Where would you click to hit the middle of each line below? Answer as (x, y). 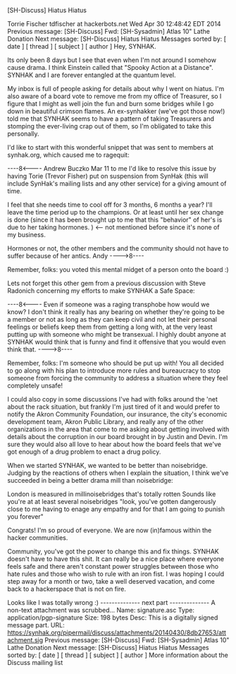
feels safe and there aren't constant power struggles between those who (113, 566)
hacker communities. (38, 538)
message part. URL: (36, 625)
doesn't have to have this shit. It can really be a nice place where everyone (116, 559)
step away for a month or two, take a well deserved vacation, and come (111, 581)
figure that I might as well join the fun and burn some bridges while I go (111, 104)
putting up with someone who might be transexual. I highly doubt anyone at (117, 334)
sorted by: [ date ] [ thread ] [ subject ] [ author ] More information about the (118, 655)
